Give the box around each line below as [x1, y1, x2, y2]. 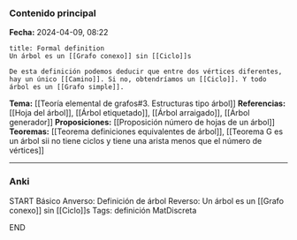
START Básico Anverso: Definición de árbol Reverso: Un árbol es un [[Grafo [9, 195, 285, 206]
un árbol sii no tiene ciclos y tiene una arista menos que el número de [9, 136, 263, 146]
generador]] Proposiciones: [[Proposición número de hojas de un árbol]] [9, 117, 276, 128]
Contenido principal [9, 7, 96, 19]
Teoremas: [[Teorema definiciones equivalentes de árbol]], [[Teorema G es [9, 126, 284, 137]
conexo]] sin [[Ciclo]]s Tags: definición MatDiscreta [9, 205, 197, 215]
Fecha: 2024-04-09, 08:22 [9, 27, 109, 38]
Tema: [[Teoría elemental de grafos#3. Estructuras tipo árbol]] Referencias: [9, 98, 286, 109]
